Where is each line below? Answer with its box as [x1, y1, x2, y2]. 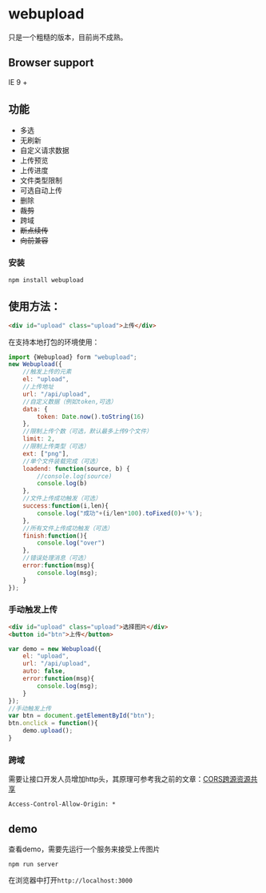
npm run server [8, 860, 59, 869]
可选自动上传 [19, 185, 62, 195]
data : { [22, 405, 48, 413]
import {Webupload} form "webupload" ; [8, 353, 137, 361]
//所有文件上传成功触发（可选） [22, 524, 113, 533]
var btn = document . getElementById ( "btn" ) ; [8, 712, 156, 720]
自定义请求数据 [19, 145, 69, 155]
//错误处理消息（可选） [22, 554, 89, 562]
